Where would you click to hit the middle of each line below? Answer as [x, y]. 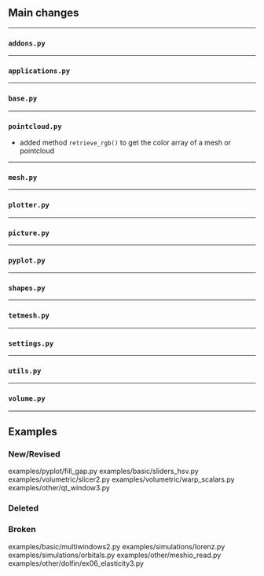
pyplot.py [27, 260]
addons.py [27, 43]
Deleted [24, 508]
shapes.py [27, 288]
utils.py [25, 371]
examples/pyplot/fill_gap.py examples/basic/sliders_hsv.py [103, 471]
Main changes [44, 13]
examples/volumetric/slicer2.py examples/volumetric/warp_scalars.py [121, 479]
